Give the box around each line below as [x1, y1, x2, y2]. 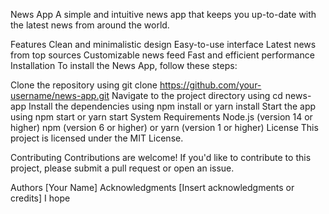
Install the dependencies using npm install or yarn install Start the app [28, 100, 317, 112]
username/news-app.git [10, 90, 110, 101]
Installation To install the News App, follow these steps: [10, 60, 238, 71]
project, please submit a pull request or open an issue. [10, 162, 235, 174]
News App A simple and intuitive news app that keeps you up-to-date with [10, 9, 317, 20]
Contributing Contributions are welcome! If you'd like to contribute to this [10, 152, 312, 163]
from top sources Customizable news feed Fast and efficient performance [10, 49, 315, 61]
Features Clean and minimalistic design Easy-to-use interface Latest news [10, 39, 317, 50]
